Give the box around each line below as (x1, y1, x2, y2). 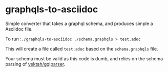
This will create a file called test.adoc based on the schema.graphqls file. (5, 45, 158, 52)
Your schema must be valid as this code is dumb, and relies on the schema (5, 55, 163, 62)
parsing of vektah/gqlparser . (5, 61, 66, 67)
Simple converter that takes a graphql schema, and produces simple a (5, 20, 153, 27)
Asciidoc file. (5, 26, 33, 32)
